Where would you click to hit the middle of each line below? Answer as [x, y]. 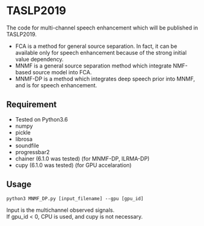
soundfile [27, 146]
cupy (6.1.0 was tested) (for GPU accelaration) [73, 165]
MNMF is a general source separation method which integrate [93, 66]
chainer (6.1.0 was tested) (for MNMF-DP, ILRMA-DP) [82, 158]
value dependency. [39, 59]
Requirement [32, 105]
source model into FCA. [62, 72]
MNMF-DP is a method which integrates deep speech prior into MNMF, [105, 79]
